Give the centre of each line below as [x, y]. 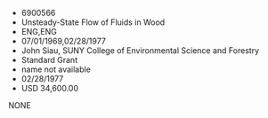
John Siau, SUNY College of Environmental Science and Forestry [140, 51]
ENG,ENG [39, 31]
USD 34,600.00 [50, 88]
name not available [56, 69]
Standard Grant [49, 60]
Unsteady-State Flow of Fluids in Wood [93, 22]
